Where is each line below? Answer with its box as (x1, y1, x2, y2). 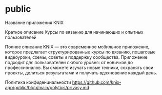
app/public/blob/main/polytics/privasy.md (5, 84, 89, 90)
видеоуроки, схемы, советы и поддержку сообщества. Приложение (5, 54, 148, 60)
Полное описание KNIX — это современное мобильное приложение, (5, 44, 150, 49)
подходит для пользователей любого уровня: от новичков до (5, 59, 133, 65)
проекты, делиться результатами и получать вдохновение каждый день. (5, 70, 157, 75)
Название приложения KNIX (5, 20, 64, 25)
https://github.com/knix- (72, 79, 121, 85)
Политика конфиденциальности (5, 79, 72, 85)
